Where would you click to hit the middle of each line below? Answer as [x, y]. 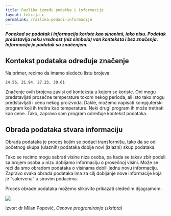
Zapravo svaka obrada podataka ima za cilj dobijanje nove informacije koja [83, 173]
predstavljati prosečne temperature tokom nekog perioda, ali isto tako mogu [85, 97]
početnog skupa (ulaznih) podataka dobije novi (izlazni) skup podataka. [80, 147]
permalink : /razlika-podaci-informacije [49, 19]
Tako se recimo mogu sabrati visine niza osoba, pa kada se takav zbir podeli [86, 157]
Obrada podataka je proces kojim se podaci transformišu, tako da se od [80, 142]
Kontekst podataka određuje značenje [67, 61]
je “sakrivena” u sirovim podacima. [42, 179]
